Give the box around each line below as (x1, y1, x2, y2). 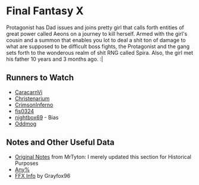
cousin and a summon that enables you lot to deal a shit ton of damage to (6, 36, 186, 43)
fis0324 (14, 107, 34, 114)
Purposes (14, 159, 39, 167)
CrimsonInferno (14, 101, 53, 108)
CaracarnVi (14, 88, 43, 96)
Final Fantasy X (6, 4, 84, 18)
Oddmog (14, 120, 37, 127)
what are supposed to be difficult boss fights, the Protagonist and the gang (6, 43, 190, 50)
